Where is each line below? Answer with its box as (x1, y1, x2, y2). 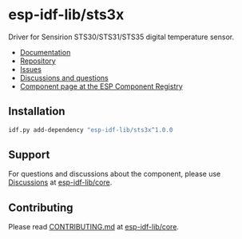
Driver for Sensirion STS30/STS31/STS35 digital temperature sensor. (8, 32, 234, 42)
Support (8, 148, 50, 161)
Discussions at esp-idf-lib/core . (8, 177, 113, 187)
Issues (19, 64, 42, 74)
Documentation (19, 47, 71, 57)
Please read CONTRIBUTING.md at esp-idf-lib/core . (8, 222, 180, 232)
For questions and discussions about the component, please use (8, 169, 221, 179)
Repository (19, 56, 56, 66)
